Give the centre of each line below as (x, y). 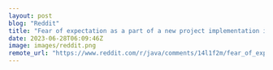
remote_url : (28, 53)
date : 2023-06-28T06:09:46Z (56, 38)
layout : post (30, 16)
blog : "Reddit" (34, 23)
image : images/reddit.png (52, 46)
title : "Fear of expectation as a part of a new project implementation (134, 31)
